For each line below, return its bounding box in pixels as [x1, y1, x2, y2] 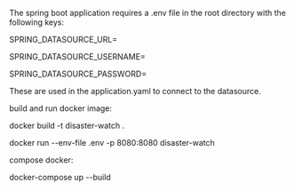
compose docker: [9, 155, 74, 165]
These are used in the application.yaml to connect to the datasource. [9, 86, 261, 96]
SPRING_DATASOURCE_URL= [9, 35, 118, 44]
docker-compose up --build [9, 172, 111, 182]
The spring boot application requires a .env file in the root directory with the [9, 8, 286, 18]
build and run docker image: [9, 103, 113, 114]
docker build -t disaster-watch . [9, 120, 125, 131]
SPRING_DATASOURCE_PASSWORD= [9, 68, 147, 79]
